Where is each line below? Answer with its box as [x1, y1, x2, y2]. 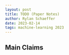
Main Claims [5, 43, 44, 52]
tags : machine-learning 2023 [5, 25, 64, 30]
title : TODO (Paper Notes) [5, 12, 60, 17]
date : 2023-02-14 [5, 20, 40, 26]
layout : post [5, 7, 32, 12]
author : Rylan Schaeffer [5, 16, 55, 21]
